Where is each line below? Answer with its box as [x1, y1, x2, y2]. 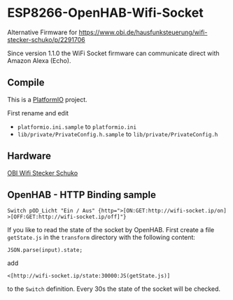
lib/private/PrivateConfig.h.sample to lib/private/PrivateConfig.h [17, 129, 218, 138]
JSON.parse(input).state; [7, 247, 83, 254]
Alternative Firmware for [7, 28, 78, 36]
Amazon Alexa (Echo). [7, 56, 71, 64]
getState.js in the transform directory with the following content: [7, 233, 196, 242]
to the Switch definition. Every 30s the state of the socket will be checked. [7, 285, 220, 293]
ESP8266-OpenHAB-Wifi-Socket [7, 5, 204, 21]
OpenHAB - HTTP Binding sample [7, 189, 156, 201]
